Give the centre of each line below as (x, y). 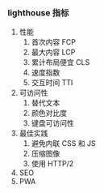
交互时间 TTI (52, 83)
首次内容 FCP (53, 42)
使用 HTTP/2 (52, 164)
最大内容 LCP (53, 52)
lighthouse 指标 (38, 12)
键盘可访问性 (52, 123)
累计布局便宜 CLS (60, 62)
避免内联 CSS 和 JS (63, 144)
